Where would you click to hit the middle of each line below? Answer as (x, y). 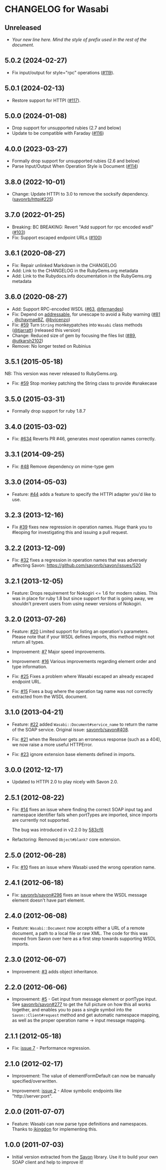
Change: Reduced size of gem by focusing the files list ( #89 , (74, 335)
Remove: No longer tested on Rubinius (51, 346)
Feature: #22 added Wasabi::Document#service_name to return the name (85, 724)
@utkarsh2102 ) (27, 341)
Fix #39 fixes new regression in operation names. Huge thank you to (82, 527)
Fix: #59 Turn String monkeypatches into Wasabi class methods (77, 325)
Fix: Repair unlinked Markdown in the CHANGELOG (64, 265)
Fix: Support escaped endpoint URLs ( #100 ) (57, 237)
